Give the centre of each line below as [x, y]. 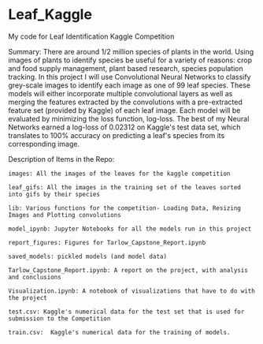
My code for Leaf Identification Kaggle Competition [91, 36]
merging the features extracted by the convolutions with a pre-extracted [125, 102]
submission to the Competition [59, 318]
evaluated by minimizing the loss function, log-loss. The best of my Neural [129, 118]
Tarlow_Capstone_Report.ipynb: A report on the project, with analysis [128, 270]
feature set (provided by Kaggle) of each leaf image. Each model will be [124, 110]
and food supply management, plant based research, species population [126, 68]
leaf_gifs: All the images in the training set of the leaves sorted [125, 187]
